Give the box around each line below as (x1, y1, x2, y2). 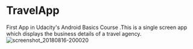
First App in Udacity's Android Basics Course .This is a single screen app (6, 24, 188, 31)
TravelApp (6, 4, 60, 18)
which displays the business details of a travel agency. (6, 30, 142, 37)
